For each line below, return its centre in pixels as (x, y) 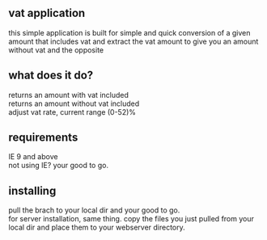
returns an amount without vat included (74, 103)
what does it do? (51, 76)
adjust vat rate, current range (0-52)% (72, 112)
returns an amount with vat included (69, 95)
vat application (47, 13)
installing (32, 190)
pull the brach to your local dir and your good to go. (94, 210)
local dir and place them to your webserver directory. (97, 227)
